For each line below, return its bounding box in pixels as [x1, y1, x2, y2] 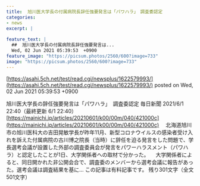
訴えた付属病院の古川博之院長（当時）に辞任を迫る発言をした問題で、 [16, 136, 189, 143]
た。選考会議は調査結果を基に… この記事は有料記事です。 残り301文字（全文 [6, 166, 194, 173]
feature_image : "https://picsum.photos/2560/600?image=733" [6, 53, 159, 59]
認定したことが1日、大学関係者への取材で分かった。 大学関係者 [21, 151, 182, 158]
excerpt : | [6, 25, 33, 32]
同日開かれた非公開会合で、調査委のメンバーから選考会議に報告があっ [21, 159, 193, 166]
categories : [6, 14, 36, 20]
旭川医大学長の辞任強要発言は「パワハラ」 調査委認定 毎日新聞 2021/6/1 [6, 100, 184, 107]
